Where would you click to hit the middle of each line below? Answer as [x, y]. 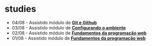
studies [20, 9]
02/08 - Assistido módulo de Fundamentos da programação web [79, 33]
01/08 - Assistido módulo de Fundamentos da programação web [79, 38]
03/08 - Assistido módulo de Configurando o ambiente [69, 27]
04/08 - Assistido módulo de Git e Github [54, 23]
